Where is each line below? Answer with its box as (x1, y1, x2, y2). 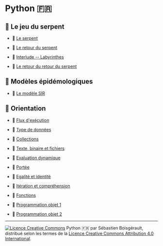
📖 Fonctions (12, 192, 36, 198)
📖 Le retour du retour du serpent (12, 63, 77, 69)
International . (5, 235, 32, 241)
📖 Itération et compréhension (12, 183, 70, 189)
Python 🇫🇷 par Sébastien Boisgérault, (66, 225, 144, 231)
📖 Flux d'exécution (12, 117, 49, 123)
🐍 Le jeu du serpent (5, 22, 65, 31)
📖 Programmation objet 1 (12, 201, 62, 207)
